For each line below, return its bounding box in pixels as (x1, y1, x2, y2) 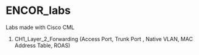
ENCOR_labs (5, 4, 71, 18)
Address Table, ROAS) (14, 42, 71, 49)
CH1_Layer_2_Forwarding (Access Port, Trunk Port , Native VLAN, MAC (14, 35, 193, 42)
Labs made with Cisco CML (5, 24, 75, 31)
